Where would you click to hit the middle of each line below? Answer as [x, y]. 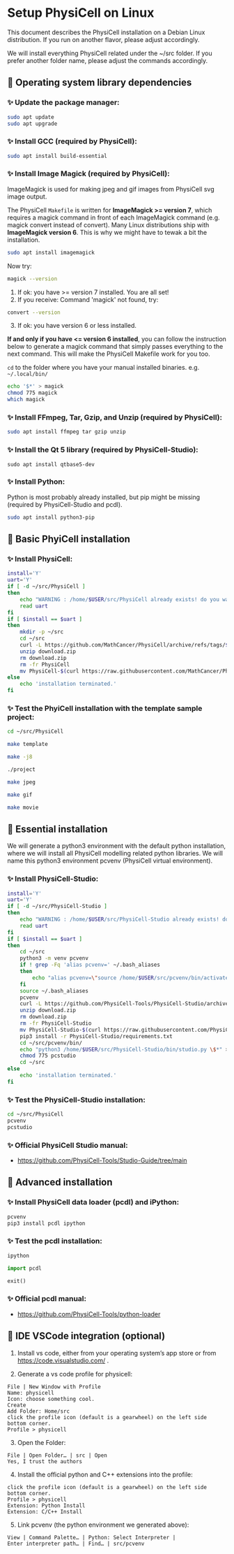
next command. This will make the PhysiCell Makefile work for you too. [109, 354]
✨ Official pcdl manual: [47, 1299]
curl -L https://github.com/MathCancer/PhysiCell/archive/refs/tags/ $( [126, 645]
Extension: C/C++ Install [45, 1511]
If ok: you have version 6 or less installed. [77, 326]
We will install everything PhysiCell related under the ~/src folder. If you [110, 53]
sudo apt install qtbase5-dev [51, 464]
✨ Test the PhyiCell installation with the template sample [105, 708]
